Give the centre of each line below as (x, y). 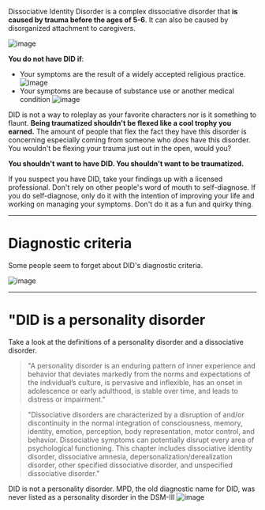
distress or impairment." (67, 399)
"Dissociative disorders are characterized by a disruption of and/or (136, 414)
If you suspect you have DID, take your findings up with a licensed (116, 179)
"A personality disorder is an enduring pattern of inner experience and (142, 365)
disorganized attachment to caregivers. (72, 28)
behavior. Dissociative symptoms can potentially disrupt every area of (141, 440)
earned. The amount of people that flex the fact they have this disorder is (127, 131)
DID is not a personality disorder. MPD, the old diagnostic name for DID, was (132, 489)
